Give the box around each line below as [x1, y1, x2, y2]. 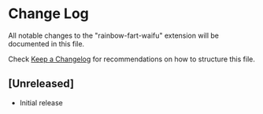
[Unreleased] [8, 77, 75, 90]
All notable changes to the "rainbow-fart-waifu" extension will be [8, 31, 219, 40]
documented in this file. [8, 39, 85, 48]
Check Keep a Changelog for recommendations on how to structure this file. [8, 54, 256, 64]
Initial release [19, 97, 63, 107]
